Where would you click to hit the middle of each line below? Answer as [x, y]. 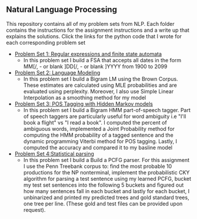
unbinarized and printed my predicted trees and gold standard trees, [106, 197]
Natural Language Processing [62, 10]
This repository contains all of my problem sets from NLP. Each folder [90, 23]
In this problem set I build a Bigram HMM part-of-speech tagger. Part [107, 110]
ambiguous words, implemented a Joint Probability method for [99, 129]
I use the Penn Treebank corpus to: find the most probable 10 [98, 166]
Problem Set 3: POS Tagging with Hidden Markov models [84, 104]
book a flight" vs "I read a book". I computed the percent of [95, 122]
